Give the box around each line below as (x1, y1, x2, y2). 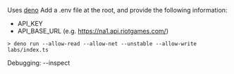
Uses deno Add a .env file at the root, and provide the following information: (7, 6, 228, 14)
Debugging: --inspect (7, 59, 70, 67)
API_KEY (17, 20, 44, 27)
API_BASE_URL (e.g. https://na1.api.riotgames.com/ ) (17, 27, 169, 35)
